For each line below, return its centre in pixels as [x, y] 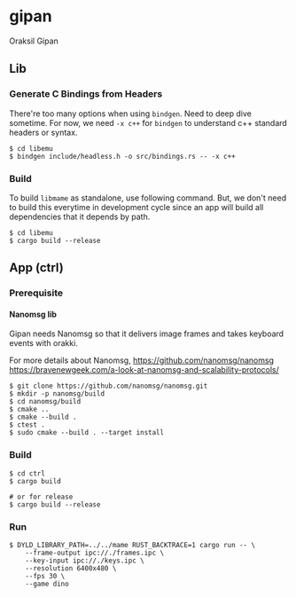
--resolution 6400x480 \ [71, 569]
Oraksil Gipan [34, 41]
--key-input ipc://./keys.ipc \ [85, 561]
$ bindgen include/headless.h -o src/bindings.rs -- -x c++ [123, 156]
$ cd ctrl [27, 473]
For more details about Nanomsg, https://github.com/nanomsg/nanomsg [142, 360]
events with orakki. [43, 343]
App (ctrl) [36, 268]
